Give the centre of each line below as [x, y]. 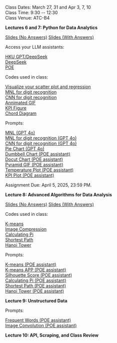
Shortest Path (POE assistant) [36, 286]
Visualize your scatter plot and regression [48, 87]
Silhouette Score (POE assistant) [39, 275]
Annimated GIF [20, 103]
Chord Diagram [21, 113]
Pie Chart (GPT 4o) [25, 149]
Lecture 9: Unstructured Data [36, 301]
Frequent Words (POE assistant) [38, 320]
